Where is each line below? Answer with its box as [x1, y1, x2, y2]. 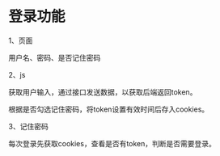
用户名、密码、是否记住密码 [8, 53, 101, 62]
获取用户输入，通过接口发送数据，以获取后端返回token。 [8, 86, 197, 97]
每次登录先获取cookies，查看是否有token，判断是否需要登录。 [8, 138, 217, 148]
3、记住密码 [8, 121, 49, 131]
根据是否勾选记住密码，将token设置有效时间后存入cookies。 [8, 104, 209, 114]
